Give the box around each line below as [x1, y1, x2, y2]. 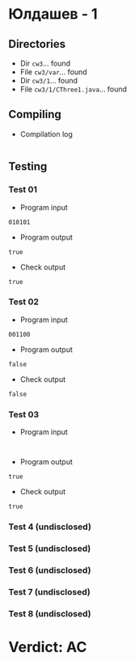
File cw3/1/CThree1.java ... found [19, 84, 128, 94]
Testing [8, 159, 48, 174]
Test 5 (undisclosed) [8, 543, 91, 554]
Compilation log [19, 129, 73, 138]
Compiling [8, 108, 62, 121]
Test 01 [8, 184, 38, 195]
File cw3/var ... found [19, 67, 87, 77]
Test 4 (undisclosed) [8, 521, 91, 532]
